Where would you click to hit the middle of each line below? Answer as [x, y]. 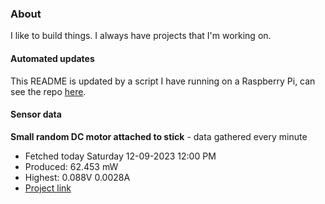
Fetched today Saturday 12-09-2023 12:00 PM [120, 156]
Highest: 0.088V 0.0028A [77, 177]
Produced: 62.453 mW [71, 166]
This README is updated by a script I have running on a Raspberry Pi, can [163, 81]
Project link [48, 188]
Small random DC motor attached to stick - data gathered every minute [159, 136]
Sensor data [36, 114]
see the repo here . [48, 91]
